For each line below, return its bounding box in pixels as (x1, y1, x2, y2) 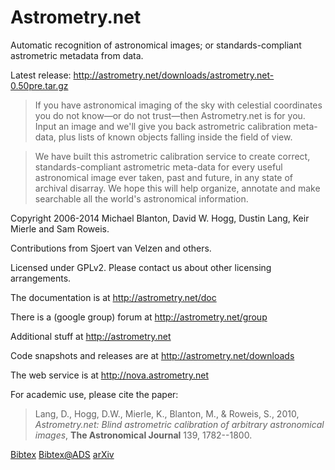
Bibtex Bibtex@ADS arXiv (10, 448, 115, 460)
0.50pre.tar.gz (10, 79, 69, 91)
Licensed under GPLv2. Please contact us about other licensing (10, 261, 272, 273)
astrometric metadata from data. (10, 49, 144, 61)
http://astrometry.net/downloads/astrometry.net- (73, 69, 275, 81)
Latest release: (10, 69, 72, 81)
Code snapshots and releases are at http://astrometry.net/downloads (10, 349, 295, 361)
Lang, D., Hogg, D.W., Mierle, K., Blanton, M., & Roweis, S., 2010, (34, 407, 300, 420)
